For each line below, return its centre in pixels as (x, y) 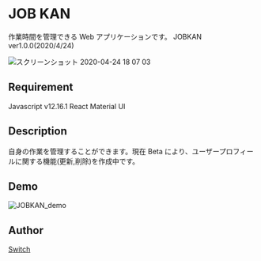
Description (38, 131)
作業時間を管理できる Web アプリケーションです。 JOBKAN (105, 36)
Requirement (41, 87)
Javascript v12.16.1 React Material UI (67, 106)
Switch (19, 249)
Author (26, 230)
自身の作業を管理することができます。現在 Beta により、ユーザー (114, 151)
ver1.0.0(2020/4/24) (41, 45)
